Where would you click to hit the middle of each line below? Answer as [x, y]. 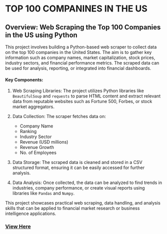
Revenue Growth [37, 147]
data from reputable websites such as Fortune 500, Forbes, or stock [82, 101]
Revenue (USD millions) [44, 142]
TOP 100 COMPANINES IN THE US [77, 9]
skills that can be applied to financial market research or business [73, 208]
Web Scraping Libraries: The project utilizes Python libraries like [78, 91]
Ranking [28, 131]
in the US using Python [41, 35]
